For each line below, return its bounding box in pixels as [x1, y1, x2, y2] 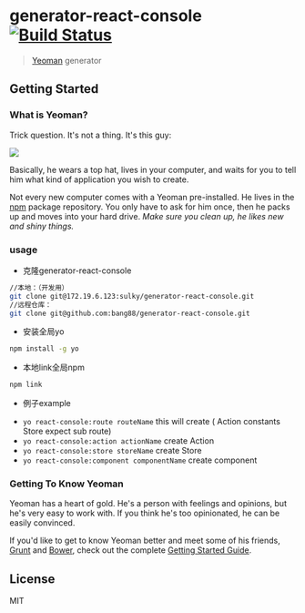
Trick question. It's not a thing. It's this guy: [9, 129, 172, 140]
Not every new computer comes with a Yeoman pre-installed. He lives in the [9, 191, 295, 202]
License [9, 571, 56, 587]
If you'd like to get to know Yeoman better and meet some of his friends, [9, 535, 280, 547]
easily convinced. [9, 517, 76, 528]
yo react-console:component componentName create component [22, 455, 258, 465]
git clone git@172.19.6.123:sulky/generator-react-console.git [9, 291, 255, 301]
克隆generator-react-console [22, 265, 132, 276]
